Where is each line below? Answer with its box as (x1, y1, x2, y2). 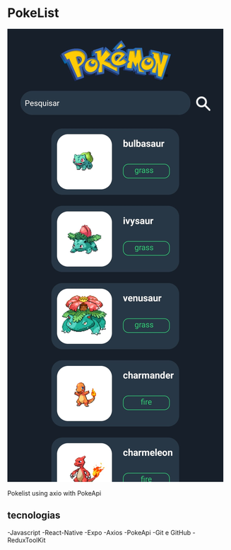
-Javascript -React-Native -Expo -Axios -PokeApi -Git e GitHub (7, 528, 191, 537)
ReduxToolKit (7, 536, 46, 544)
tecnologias (7, 510, 61, 522)
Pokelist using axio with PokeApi (7, 488, 102, 497)
